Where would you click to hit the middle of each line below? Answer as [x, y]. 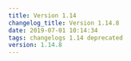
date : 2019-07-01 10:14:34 [53, 30]
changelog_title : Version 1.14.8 [64, 23]
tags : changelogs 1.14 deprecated [66, 38]
